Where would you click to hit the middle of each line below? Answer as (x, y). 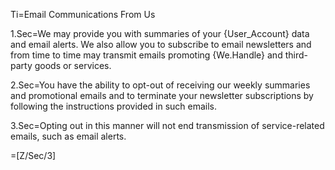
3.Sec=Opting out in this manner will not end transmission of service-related (167, 125)
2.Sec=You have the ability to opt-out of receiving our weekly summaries (160, 85)
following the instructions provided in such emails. (114, 106)
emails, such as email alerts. (68, 136)
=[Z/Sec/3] (33, 155)
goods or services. (73, 65)
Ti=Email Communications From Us (83, 14)
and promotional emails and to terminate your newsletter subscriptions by (162, 95)
